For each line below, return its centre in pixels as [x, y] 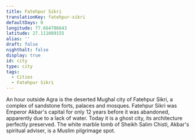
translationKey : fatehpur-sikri [46, 17]
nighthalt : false [27, 50]
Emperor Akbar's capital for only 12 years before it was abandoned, [88, 112]
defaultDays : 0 [25, 22]
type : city [19, 66]
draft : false [22, 45]
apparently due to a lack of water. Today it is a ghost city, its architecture [94, 118]
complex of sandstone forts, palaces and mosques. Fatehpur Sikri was [92, 106]
